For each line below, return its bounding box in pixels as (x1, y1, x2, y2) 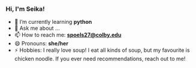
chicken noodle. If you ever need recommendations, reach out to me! (14, 55, 186, 63)
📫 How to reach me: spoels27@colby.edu (14, 32, 121, 39)
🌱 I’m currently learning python (14, 18, 93, 26)
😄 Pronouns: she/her (14, 40, 69, 47)
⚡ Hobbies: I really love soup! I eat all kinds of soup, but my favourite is (14, 47, 190, 54)
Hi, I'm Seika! (5, 5, 45, 13)
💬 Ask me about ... (14, 24, 60, 32)
